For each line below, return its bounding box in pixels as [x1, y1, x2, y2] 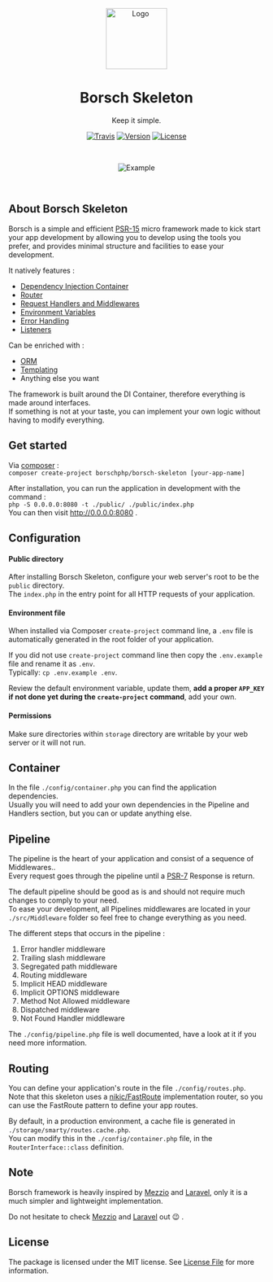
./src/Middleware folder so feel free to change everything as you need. [8, 912, 247, 923]
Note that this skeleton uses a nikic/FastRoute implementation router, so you [8, 1092, 263, 1101]
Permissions [8, 711, 52, 720]
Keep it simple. [111, 115, 162, 125]
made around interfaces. [8, 397, 91, 407]
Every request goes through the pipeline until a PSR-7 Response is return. [8, 871, 255, 881]
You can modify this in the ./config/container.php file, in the [8, 1134, 213, 1143]
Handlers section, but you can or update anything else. [8, 808, 193, 818]
